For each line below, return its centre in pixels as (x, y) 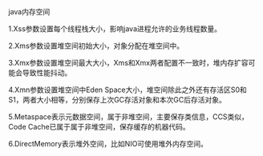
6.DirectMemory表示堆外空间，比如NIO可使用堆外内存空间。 (108, 144)
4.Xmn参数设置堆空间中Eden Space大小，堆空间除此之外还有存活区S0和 (127, 90)
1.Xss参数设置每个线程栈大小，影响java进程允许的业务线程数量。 (115, 29)
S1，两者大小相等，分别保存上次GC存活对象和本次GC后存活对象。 (117, 100)
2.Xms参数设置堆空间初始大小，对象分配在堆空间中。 (96, 46)
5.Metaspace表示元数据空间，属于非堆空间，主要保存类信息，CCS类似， (128, 117)
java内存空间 (29, 12)
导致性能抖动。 (47, 73)
